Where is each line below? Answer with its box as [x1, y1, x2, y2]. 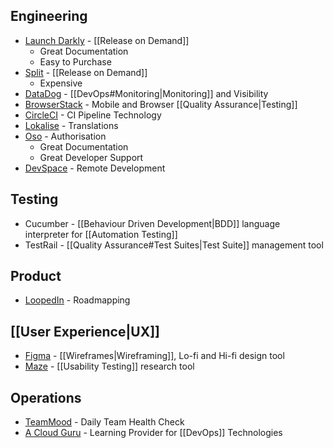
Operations [10, 389, 82, 406]
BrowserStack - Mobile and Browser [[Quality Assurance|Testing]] [24, 98, 298, 110]
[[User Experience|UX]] [10, 323, 160, 340]
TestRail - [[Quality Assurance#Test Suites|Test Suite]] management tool [24, 239, 324, 251]
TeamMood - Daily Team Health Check [24, 416, 185, 428]
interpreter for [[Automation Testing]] [24, 228, 178, 240]
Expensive [39, 77, 83, 89]
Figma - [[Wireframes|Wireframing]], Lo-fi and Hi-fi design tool [24, 350, 285, 362]
